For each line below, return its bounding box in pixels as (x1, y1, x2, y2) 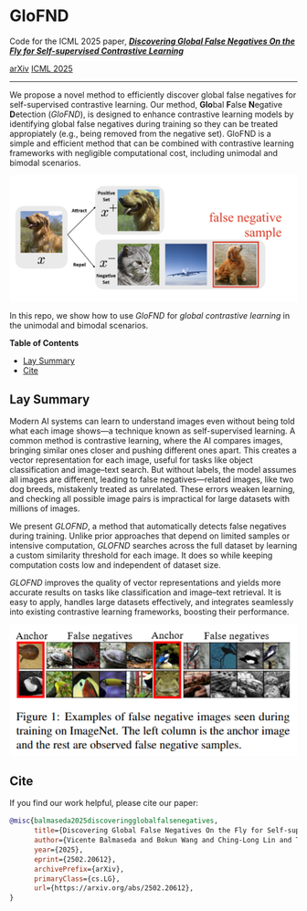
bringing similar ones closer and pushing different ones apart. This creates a (9, 445, 297, 456)
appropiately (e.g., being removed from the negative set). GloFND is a (9, 128, 271, 139)
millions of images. (9, 503, 80, 514)
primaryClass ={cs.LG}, (33, 874, 121, 884)
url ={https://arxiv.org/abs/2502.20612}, (33, 884, 195, 893)
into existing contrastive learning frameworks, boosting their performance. (9, 606, 290, 617)
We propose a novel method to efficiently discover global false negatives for (9, 89, 297, 100)
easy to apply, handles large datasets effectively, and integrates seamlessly (9, 597, 294, 608)
